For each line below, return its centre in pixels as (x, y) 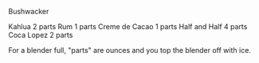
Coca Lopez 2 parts (41, 35)
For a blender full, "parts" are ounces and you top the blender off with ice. (129, 50)
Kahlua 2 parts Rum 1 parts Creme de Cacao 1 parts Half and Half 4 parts (128, 26)
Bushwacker (29, 11)
